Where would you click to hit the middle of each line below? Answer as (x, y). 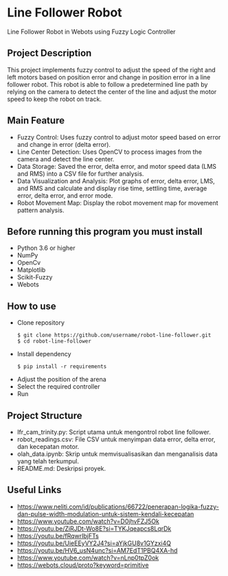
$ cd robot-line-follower (54, 341)
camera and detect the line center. (66, 159)
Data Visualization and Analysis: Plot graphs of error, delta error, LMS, (116, 181)
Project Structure (45, 416)
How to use (32, 306)
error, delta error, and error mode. (65, 195)
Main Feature (36, 120)
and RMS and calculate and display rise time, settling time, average (112, 188)
